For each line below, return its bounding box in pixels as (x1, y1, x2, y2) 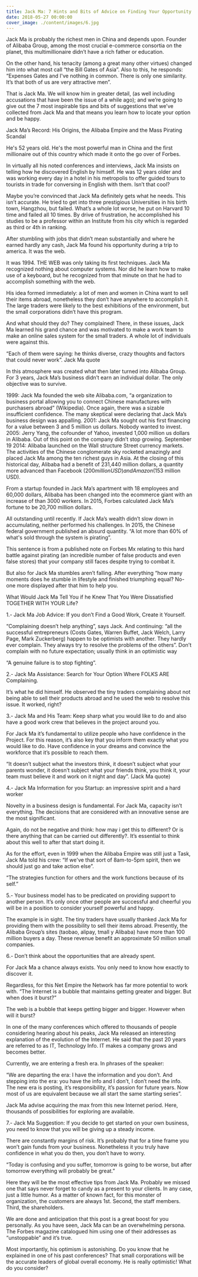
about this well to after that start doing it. (6, 839, 105, 846)
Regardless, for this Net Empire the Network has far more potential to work (6, 982, 188, 989)
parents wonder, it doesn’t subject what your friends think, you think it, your (6, 766, 190, 774)
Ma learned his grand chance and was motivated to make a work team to (6, 326, 184, 333)
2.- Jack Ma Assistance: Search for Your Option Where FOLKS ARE (6, 671, 170, 678)
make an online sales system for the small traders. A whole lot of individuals (6, 332, 191, 340)
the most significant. (6, 815, 56, 822)
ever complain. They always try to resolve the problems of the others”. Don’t (6, 642, 192, 649)
